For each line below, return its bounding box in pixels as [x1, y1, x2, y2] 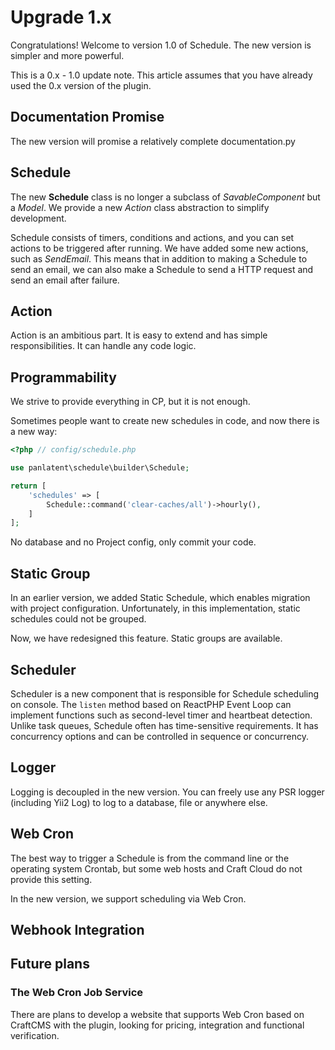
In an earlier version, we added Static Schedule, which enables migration [10, 592, 311, 604]
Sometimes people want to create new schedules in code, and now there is [10, 415, 320, 427]
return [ [10, 481, 47, 491]
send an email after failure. [10, 274, 120, 286]
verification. [10, 1029, 60, 1041]
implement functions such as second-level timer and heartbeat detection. [10, 709, 313, 721]
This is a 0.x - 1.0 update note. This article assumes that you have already [10, 69, 313, 81]
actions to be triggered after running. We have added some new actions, [10, 242, 309, 254]
